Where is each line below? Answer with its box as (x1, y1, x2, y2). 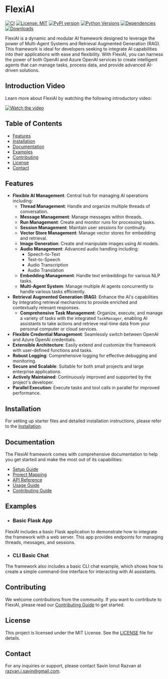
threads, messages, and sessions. (5, 539, 76, 545)
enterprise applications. (12, 369, 62, 375)
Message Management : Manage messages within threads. (20, 214, 143, 220)
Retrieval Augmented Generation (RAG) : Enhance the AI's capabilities (12, 294, 158, 300)
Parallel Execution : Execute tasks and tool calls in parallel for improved (12, 385, 159, 391)
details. (5, 635, 21, 641)
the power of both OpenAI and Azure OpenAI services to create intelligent (5, 56, 158, 62)
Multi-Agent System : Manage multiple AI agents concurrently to (20, 283, 154, 289)
